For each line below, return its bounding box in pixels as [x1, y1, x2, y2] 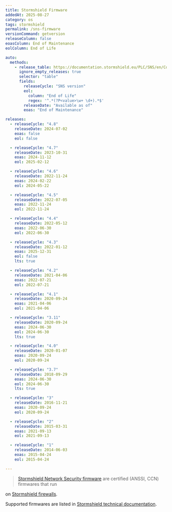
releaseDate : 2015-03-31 [14, 424, 68, 429]
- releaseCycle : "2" [10, 419, 54, 424]
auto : [5, 55, 17, 60]
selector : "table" [18, 74, 58, 80]
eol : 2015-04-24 [14, 457, 50, 462]
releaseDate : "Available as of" [24, 103, 93, 108]
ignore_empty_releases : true [18, 69, 81, 74]
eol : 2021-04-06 [14, 306, 50, 311]
